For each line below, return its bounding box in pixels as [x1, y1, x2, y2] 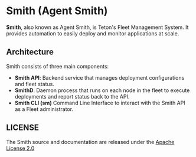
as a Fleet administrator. [14, 105, 74, 113]
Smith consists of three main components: [6, 63, 109, 70]
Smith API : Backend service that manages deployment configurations [14, 74, 185, 81]
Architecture [6, 47, 54, 57]
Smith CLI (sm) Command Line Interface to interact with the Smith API [14, 99, 185, 106]
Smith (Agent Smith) [6, 4, 108, 18]
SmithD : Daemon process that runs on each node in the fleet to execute [14, 87, 190, 94]
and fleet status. [14, 80, 55, 87]
